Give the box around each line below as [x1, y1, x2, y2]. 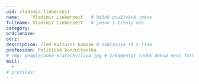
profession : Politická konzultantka [6, 47, 97, 53]
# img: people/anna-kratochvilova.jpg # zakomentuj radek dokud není [6, 53, 182, 59]
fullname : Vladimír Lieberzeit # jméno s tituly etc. [6, 20, 147, 25]
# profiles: [6, 69, 36, 75]
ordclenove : [6, 31, 36, 37]
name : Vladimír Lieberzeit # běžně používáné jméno [6, 14, 152, 20]
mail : [6, 58, 20, 64]
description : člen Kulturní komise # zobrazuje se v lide [6, 42, 152, 48]
